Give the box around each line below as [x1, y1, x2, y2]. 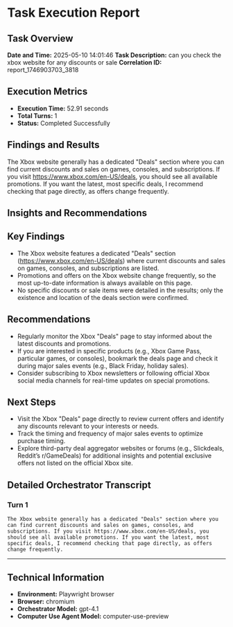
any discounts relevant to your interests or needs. [17, 422, 159, 430]
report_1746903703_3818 [7, 66, 79, 74]
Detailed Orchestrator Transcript [7, 479, 151, 491]
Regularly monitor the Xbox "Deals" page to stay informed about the [17, 332, 213, 340]
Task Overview [7, 33, 74, 44]
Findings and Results [7, 139, 100, 151]
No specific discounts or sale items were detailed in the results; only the [17, 286, 223, 294]
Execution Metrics [7, 85, 88, 98]
